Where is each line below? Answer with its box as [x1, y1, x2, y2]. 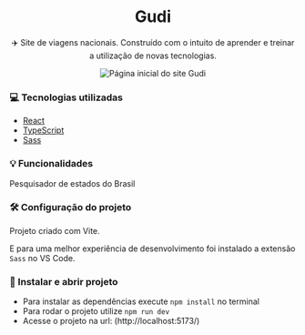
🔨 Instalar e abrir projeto [9, 275, 118, 288]
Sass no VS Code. [9, 252, 76, 263]
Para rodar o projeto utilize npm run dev [22, 306, 170, 317]
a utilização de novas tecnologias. [89, 50, 217, 61]
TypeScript [22, 125, 65, 136]
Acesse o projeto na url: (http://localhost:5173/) [22, 316, 200, 327]
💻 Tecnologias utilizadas [9, 91, 123, 104]
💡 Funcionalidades [9, 157, 94, 170]
